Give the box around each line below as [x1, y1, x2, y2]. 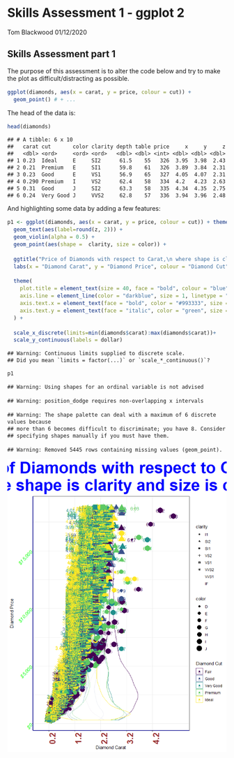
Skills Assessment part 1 [7, 48, 116, 60]
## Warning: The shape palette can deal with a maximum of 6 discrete [7, 412, 217, 419]
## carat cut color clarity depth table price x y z [7, 143, 226, 151]
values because [7, 419, 52, 426]
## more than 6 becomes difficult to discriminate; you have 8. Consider [7, 426, 226, 433]
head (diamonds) [7, 123, 52, 130]
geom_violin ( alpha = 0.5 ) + [13, 234, 95, 241]
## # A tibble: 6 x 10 [7, 136, 73, 144]
